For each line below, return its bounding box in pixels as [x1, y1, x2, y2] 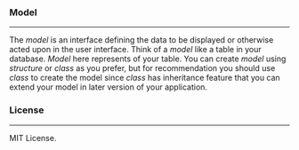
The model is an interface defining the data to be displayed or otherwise [9, 35, 274, 45]
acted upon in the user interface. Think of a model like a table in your [9, 44, 263, 55]
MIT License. [9, 132, 57, 143]
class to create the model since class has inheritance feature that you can [9, 73, 280, 83]
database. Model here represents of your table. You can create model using [9, 53, 287, 64]
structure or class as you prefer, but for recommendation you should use [9, 63, 276, 74]
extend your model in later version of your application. [9, 82, 207, 92]
